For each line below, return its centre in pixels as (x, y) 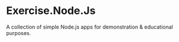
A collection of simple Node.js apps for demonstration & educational (90, 27)
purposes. (19, 33)
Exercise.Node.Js (51, 11)
